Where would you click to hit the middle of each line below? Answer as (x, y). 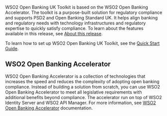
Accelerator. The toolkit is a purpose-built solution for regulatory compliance (84, 12)
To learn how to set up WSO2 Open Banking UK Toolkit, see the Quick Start (83, 43)
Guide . (12, 49)
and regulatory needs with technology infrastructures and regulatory (76, 23)
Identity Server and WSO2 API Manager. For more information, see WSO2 (81, 103)
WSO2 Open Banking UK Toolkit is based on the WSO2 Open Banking (77, 7)
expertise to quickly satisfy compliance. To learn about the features (74, 28)
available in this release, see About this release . (54, 34)
